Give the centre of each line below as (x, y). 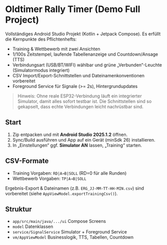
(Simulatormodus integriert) (41, 70)
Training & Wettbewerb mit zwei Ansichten (56, 49)
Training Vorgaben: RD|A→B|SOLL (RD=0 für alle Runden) (69, 173)
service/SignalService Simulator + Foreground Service (69, 232)
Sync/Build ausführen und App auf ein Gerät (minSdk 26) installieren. (84, 140)
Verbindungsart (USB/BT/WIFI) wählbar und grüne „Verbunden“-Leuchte (87, 65)
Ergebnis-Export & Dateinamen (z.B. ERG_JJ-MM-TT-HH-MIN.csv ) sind (75, 188)
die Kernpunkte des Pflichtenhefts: (41, 39)
